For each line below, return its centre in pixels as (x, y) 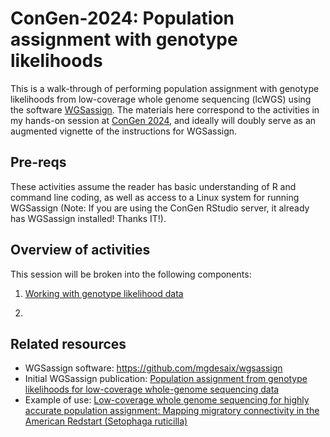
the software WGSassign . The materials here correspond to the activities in (165, 109)
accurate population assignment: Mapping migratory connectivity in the (172, 411)
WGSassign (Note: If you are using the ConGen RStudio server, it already (160, 208)
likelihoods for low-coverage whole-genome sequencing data (152, 389)
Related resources (68, 343)
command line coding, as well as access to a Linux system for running (155, 197)
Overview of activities (80, 250)
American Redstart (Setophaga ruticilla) (106, 421)
